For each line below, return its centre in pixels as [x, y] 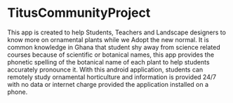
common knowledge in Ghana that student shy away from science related [114, 47]
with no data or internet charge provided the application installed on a [108, 84]
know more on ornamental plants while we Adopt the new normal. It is [108, 39]
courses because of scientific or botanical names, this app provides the [111, 55]
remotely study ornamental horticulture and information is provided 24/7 [112, 77]
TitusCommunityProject [79, 13]
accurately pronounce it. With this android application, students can [105, 69]
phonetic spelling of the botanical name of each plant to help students [108, 62]
